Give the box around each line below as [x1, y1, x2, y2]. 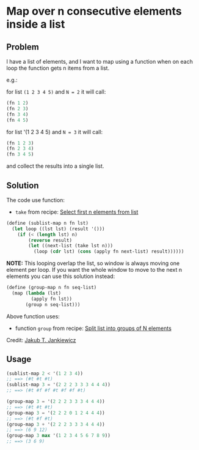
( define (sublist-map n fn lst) [6, 220, 89, 226]
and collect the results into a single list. [6, 162, 104, 170]
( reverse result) [28, 237, 72, 243]
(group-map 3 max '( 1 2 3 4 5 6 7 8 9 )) [6, 433, 111, 439]
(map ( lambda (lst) [12, 290, 62, 296]
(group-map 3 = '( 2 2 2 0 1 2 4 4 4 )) [6, 410, 105, 416]
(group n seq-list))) [25, 301, 81, 307]
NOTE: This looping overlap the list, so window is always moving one [6, 260, 180, 267]
